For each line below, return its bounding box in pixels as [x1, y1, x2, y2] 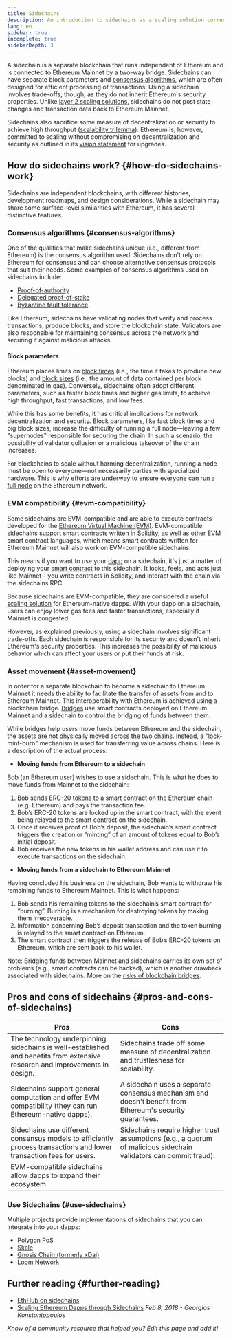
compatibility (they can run [10, 1101, 98, 1111]
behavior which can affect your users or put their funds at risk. [7, 649, 184, 657]
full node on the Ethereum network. [7, 481, 108, 490]
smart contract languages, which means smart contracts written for [7, 536, 198, 544]
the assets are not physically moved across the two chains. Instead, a [7, 732, 204, 740]
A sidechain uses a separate [120, 1079, 212, 1089]
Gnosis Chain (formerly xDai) [16, 1251, 100, 1259]
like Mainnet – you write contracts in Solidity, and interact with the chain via [7, 571, 221, 580]
